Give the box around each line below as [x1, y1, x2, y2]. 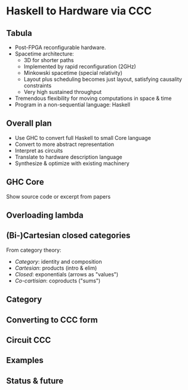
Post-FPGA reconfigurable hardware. [14, 44, 106, 51]
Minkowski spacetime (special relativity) [23, 69, 123, 76]
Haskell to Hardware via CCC [6, 4, 152, 18]
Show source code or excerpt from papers [6, 193, 111, 200]
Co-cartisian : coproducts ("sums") [14, 277, 101, 284]
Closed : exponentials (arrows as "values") [14, 270, 119, 278]
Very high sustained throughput [23, 89, 102, 95]
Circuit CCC [6, 335, 51, 345]
